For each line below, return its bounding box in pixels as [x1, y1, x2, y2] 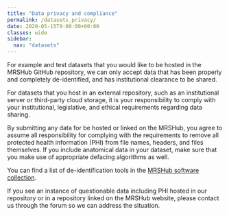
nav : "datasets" [13, 42, 60, 49]
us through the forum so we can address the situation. [7, 202, 160, 209]
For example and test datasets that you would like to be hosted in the [7, 61, 202, 69]
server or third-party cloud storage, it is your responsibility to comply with [7, 96, 216, 104]
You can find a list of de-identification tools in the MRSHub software [7, 166, 200, 174]
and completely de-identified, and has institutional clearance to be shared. [7, 75, 217, 83]
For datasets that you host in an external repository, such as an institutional [7, 88, 219, 97]
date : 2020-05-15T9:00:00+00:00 [7, 23, 99, 29]
